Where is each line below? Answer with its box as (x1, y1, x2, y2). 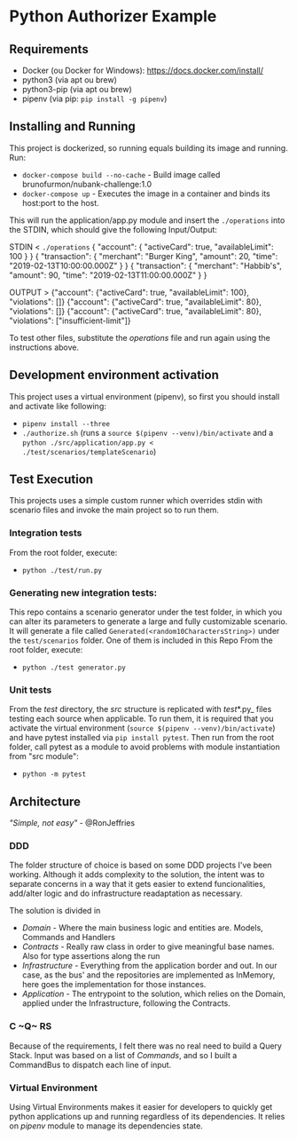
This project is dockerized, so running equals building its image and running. (9, 142, 288, 153)
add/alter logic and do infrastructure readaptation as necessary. (9, 888, 243, 899)
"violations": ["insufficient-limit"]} (9, 315, 131, 326)
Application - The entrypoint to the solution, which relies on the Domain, (21, 988, 286, 1000)
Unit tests (9, 684, 52, 696)
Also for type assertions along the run (21, 951, 160, 962)
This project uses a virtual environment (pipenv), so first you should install (9, 391, 280, 401)
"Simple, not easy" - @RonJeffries (9, 818, 136, 828)
